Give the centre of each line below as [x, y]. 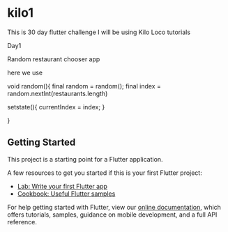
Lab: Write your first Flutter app [62, 186]
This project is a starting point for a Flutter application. [85, 159]
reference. [22, 222]
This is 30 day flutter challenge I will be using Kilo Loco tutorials [99, 32]
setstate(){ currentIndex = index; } [56, 107]
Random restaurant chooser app [54, 59]
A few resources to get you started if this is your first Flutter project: [105, 173]
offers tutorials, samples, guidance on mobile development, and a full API [112, 215]
